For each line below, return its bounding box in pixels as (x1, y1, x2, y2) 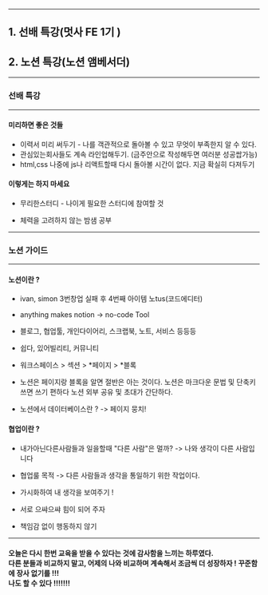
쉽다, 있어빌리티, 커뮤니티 (19, 343, 100, 353)
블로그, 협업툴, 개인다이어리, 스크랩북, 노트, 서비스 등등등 (19, 327, 197, 336)
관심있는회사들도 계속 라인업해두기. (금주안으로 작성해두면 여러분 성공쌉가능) (19, 149, 258, 159)
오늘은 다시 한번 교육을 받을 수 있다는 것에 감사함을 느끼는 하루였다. (8, 549, 214, 558)
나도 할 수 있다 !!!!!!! (8, 578, 70, 588)
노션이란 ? (8, 275, 40, 284)
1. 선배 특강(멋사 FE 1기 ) (8, 26, 121, 39)
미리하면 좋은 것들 (8, 121, 64, 130)
